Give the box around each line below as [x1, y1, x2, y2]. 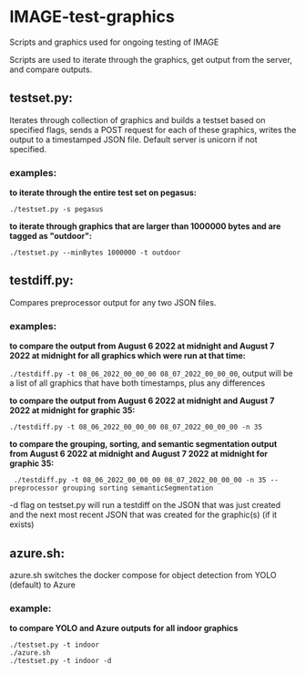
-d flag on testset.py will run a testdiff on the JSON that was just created [9, 500, 281, 511]
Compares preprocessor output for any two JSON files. [9, 296, 217, 307]
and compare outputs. [9, 64, 93, 75]
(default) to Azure [9, 579, 76, 590]
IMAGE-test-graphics [9, 6, 175, 27]
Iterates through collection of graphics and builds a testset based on [9, 114, 266, 125]
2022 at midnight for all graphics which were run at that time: [9, 350, 246, 361]
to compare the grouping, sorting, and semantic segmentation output [9, 439, 278, 450]
